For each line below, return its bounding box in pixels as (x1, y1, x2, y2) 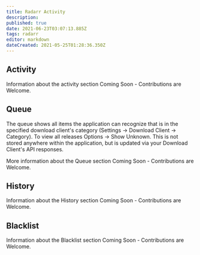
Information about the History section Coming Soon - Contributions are (6, 197, 181, 204)
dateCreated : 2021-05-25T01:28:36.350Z (6, 43, 106, 49)
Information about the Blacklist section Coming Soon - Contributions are (6, 236, 184, 244)
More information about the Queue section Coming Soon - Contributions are (6, 157, 194, 164)
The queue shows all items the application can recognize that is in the (6, 120, 178, 127)
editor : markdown (6, 37, 50, 43)
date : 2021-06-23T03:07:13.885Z (6, 25, 87, 32)
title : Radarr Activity (6, 8, 66, 15)
